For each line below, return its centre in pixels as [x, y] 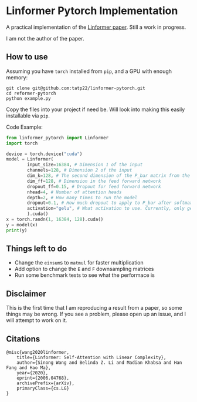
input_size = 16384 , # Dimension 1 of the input [85, 165]
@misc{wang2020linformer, [38, 353]
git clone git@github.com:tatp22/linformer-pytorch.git [76, 88]
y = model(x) [22, 225]
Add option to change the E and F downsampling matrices [84, 269]
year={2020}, [33, 373]
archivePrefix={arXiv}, [46, 383]
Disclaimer [26, 294]
